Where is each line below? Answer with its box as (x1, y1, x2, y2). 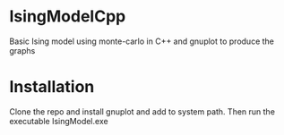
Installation (9, 77, 95, 97)
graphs (9, 45, 36, 55)
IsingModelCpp (9, 6, 126, 27)
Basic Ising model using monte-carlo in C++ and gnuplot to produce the (9, 36, 275, 46)
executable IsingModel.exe (9, 115, 109, 126)
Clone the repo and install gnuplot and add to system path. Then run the (9, 105, 276, 117)
